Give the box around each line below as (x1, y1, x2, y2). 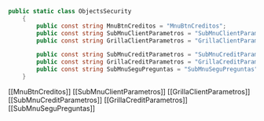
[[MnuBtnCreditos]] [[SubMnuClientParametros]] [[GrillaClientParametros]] (8, 86, 251, 96)
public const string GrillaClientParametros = (36, 36, 192, 45)
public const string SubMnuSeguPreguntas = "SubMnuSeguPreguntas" (36, 65, 258, 74)
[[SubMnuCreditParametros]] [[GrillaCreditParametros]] (8, 95, 189, 104)
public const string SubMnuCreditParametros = (36, 51, 192, 59)
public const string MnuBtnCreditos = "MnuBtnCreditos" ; (36, 22, 226, 30)
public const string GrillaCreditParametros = (36, 58, 192, 66)
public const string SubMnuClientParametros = (36, 29, 192, 37)
